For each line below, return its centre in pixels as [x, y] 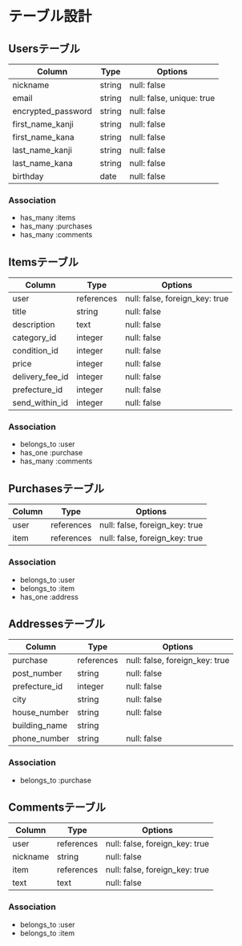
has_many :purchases [56, 226]
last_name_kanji [42, 150]
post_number [37, 673]
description [34, 325]
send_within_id [40, 403]
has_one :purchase [51, 453]
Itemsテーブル [43, 262]
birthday [28, 176]
